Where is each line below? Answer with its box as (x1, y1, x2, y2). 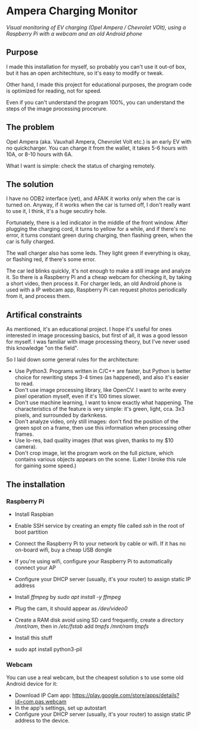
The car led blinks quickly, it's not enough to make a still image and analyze (6, 267, 191, 274)
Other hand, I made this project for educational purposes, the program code (6, 81, 192, 88)
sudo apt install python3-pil (14, 645, 82, 652)
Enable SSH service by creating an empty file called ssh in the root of (14, 522, 185, 529)
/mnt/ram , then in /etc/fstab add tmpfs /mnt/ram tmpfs (14, 622, 149, 630)
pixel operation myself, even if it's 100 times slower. (14, 393, 141, 400)
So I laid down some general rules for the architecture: (6, 356, 140, 363)
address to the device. (14, 717, 70, 724)
